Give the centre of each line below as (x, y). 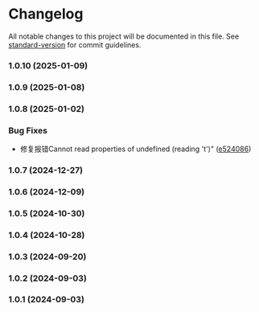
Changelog (46, 14)
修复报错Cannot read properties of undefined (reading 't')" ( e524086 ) (136, 149)
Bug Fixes (28, 130)
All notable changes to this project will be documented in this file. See (124, 36)
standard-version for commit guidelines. (75, 44)
